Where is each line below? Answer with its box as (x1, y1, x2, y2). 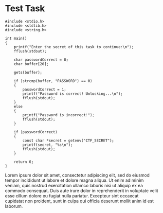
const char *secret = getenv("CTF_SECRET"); (22, 138, 114, 143)
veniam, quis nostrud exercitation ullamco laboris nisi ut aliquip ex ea (5, 182, 143, 188)
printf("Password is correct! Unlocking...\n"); (22, 91, 123, 96)
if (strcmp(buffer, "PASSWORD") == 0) (14, 78, 92, 83)
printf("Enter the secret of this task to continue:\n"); (14, 44, 134, 49)
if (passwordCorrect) (14, 129, 57, 134)
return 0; (14, 159, 34, 164)
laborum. (5, 203, 23, 209)
